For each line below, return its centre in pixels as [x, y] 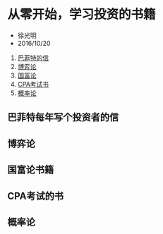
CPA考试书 [33, 84]
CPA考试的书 [36, 196]
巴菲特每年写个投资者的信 [63, 117]
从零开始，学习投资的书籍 [82, 14]
